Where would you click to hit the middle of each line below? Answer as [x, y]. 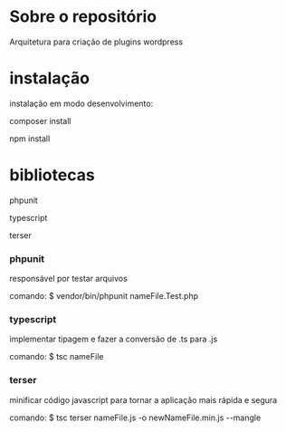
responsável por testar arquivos [69, 279]
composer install [40, 120]
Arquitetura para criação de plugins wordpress [96, 42]
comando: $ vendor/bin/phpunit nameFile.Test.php [104, 296]
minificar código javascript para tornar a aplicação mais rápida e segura [143, 399]
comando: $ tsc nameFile [57, 357]
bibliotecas [52, 175]
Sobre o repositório [83, 17]
